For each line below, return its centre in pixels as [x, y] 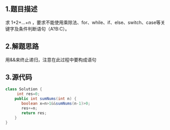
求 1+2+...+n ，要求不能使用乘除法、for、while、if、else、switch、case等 [83, 22]
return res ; [34, 113]
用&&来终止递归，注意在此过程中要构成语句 [51, 60]
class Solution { [24, 89]
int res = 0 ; [28, 94]
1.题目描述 [22, 9]
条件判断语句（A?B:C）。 [44, 29]
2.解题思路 [22, 47]
